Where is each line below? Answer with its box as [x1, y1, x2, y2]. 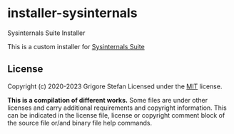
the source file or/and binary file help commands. [7, 118, 152, 127]
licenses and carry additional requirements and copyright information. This [7, 103, 227, 112]
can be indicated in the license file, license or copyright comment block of [7, 110, 225, 119]
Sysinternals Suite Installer [7, 29, 86, 37]
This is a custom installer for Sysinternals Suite [7, 42, 145, 51]
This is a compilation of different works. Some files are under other [7, 96, 208, 104]
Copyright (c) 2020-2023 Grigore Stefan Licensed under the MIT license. [7, 82, 223, 91]
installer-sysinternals [7, 5, 138, 21]
